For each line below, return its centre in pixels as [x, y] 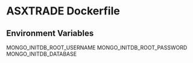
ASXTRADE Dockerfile [63, 11]
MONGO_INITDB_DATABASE [42, 54]
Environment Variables [50, 33]
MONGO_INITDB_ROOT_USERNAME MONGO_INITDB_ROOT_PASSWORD [97, 47]
